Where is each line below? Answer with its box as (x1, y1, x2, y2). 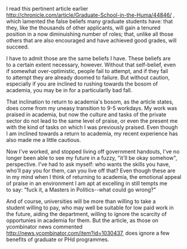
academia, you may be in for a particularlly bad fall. (6, 87, 133, 93)
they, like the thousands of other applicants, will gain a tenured (6, 24, 161, 31)
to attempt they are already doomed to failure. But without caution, (6, 74, 170, 81)
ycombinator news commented (6, 223, 82, 230)
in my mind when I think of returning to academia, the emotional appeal (6, 174, 182, 180)
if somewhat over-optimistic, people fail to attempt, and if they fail (6, 68, 168, 74)
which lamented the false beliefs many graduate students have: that (6, 18, 173, 25)
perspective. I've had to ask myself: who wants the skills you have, (6, 161, 170, 168)
